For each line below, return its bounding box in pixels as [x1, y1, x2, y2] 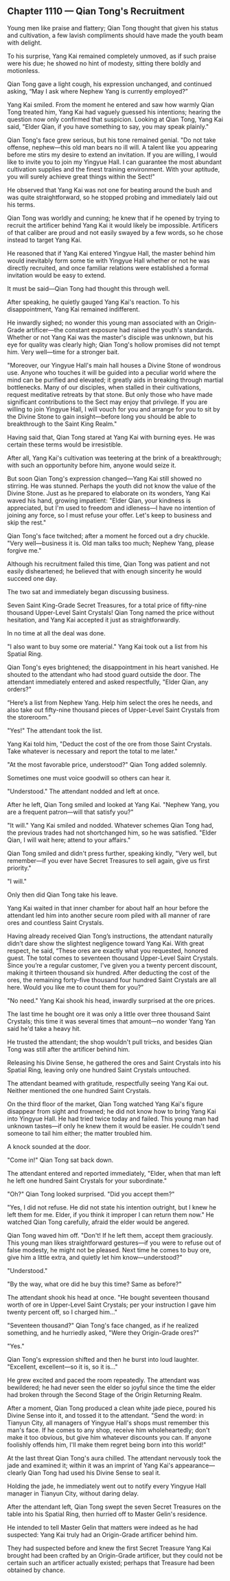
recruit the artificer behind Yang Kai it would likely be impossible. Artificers [7, 221, 218, 229]
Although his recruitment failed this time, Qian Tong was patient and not [7, 560, 211, 568]
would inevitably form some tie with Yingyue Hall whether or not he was [7, 256, 211, 265]
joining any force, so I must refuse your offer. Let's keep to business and [7, 511, 212, 519]
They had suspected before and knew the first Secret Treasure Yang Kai [7, 1544, 211, 1552]
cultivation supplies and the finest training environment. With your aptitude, [7, 165, 220, 173]
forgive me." [7, 546, 42, 554]
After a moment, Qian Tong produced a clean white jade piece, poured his [7, 1404, 216, 1412]
